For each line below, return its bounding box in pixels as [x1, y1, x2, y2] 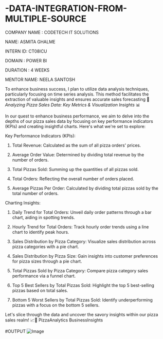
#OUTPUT [5, 328, 26, 334]
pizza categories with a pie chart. [12, 244, 79, 249]
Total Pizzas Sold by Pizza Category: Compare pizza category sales [12, 267, 148, 273]
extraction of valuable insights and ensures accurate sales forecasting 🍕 [5, 96, 150, 102]
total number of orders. [12, 190, 59, 196]
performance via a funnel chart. [12, 273, 76, 279]
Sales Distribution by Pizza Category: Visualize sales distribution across [12, 238, 156, 244]
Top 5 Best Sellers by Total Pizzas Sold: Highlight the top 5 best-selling [12, 282, 155, 288]
